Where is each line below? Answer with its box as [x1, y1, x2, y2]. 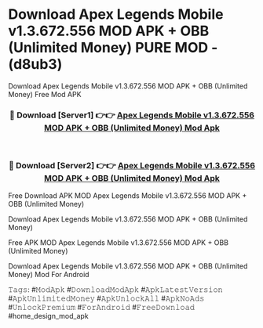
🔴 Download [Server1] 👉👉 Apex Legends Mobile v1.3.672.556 [9, 110, 255, 121]
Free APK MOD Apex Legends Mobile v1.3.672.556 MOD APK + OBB [8, 237, 229, 247]
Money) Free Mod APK [8, 89, 82, 99]
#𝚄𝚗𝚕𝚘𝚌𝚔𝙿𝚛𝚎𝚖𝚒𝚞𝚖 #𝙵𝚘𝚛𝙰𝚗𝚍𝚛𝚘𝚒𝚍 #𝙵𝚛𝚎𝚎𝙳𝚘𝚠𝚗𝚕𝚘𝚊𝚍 [8, 302, 195, 312]
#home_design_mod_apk [8, 311, 89, 320]
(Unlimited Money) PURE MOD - [8, 39, 218, 56]
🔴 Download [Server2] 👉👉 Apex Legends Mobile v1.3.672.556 [8, 160, 256, 171]
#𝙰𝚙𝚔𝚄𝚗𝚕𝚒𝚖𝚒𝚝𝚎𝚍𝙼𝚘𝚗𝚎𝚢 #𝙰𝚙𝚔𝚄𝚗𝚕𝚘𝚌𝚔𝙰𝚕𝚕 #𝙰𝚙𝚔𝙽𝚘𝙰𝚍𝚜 [8, 294, 205, 303]
